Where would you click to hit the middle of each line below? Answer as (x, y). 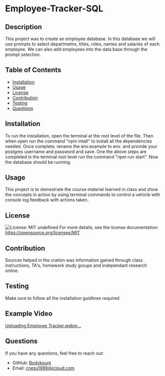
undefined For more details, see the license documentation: (98, 228)
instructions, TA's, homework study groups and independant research (76, 266)
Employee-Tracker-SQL (54, 9)
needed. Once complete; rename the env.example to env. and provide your (81, 146)
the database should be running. (38, 162)
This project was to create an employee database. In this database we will (80, 39)
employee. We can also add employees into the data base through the (76, 49)
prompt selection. (23, 54)
